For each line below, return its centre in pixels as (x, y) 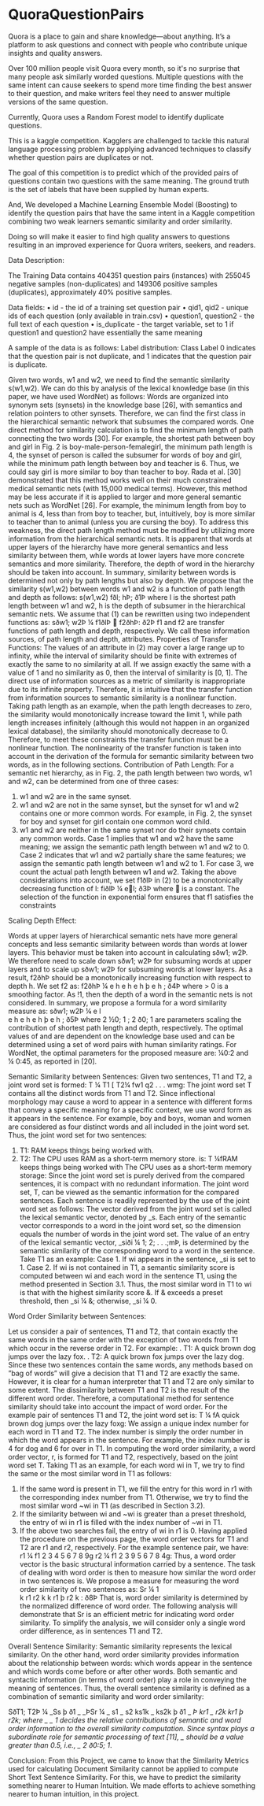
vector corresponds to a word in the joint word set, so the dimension (130, 1225)
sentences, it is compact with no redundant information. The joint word (134, 1183)
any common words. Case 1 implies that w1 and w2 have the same (126, 838)
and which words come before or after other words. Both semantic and (123, 1671)
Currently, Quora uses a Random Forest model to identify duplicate (116, 117)
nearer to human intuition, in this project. (74, 1793)
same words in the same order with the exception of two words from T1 (123, 1339)
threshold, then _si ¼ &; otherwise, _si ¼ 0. (88, 1301)
